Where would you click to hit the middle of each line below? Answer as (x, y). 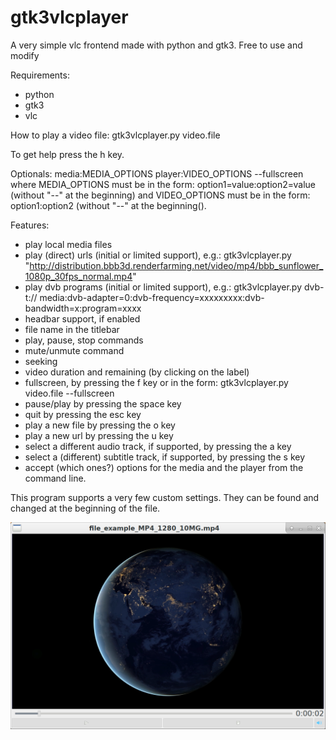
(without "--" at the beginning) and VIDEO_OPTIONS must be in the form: (160, 195)
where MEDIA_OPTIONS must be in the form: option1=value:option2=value (163, 184)
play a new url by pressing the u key (99, 435)
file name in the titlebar (72, 329)
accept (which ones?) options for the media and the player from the (164, 467)
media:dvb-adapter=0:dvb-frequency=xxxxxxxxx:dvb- (152, 297)
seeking (41, 361)
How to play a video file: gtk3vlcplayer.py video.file (115, 135)
